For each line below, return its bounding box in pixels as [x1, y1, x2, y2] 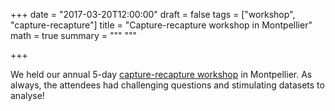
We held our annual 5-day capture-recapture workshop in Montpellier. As [10, 69, 313, 80]
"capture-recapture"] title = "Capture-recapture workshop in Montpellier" [10, 19, 313, 31]
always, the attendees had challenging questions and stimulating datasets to [10, 79, 325, 91]
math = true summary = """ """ [10, 30, 137, 41]
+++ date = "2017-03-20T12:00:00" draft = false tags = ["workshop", [10, 9, 296, 20]
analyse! [10, 90, 45, 101]
